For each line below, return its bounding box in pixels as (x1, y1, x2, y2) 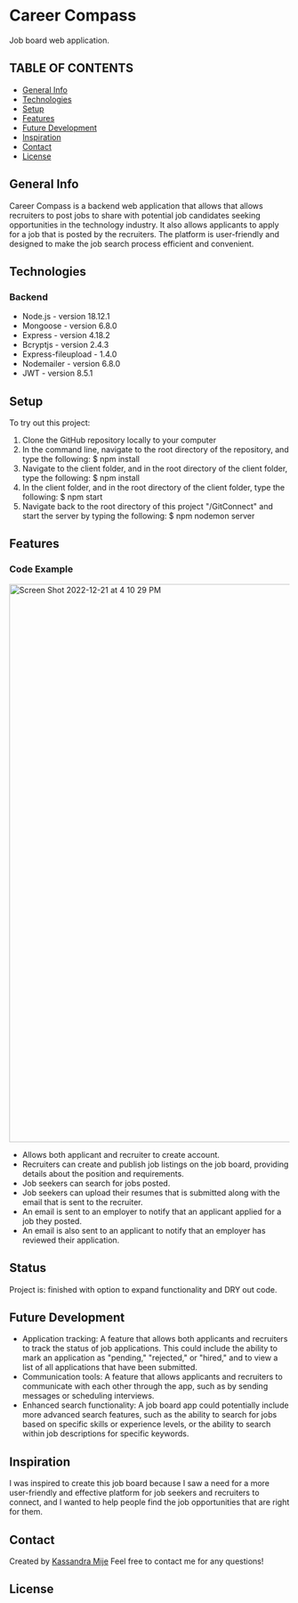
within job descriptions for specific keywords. (21, 1428, 189, 1439)
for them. (9, 1507, 43, 1517)
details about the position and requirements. (21, 1168, 184, 1178)
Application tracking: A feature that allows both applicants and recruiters (21, 1334, 288, 1344)
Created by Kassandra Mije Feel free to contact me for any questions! (9, 1556, 264, 1566)
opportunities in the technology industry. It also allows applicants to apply (9, 219, 279, 230)
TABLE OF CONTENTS (9, 61, 133, 76)
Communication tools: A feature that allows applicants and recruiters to (21, 1371, 283, 1383)
